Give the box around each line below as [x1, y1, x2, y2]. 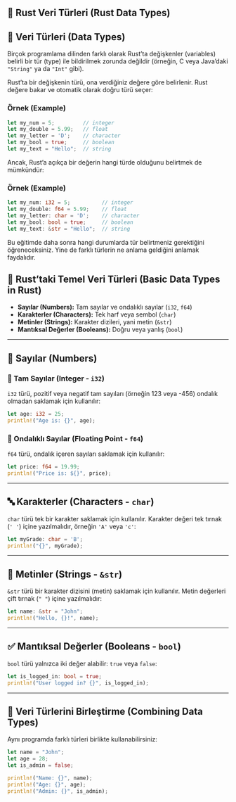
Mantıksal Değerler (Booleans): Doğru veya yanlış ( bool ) [17, 325, 183, 334]
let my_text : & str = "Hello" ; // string [7, 225, 131, 232]
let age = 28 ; [7, 756, 49, 763]
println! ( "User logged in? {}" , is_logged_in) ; [7, 680, 150, 687]
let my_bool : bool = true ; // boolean [7, 219, 133, 226]
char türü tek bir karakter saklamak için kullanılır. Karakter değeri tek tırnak [7, 514, 223, 523]
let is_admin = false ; [7, 762, 74, 769]
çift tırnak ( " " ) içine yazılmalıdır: [7, 594, 102, 603]
